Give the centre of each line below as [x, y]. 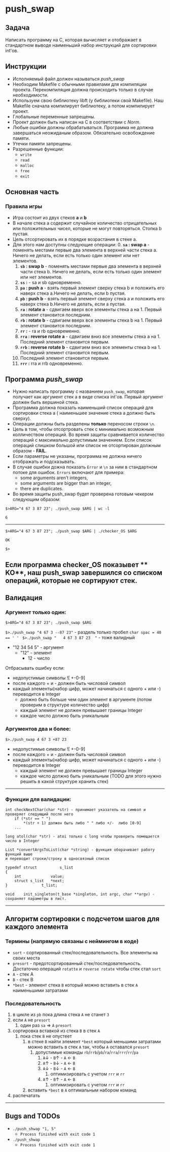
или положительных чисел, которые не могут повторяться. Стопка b [87, 228]
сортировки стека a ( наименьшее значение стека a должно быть [84, 413]
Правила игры [24, 206]
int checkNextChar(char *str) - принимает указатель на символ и [75, 809]
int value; [39, 876]
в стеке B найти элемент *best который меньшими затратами [94, 1041]
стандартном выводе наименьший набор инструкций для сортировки [81, 45]
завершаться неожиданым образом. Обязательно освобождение [84, 133]
